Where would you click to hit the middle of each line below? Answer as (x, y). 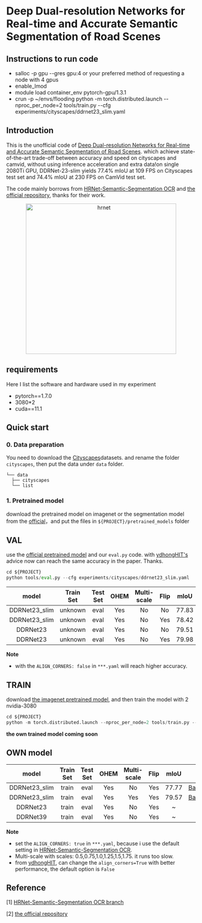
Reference (26, 888)
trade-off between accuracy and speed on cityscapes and (104, 158)
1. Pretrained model (35, 501)
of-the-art (19, 158)
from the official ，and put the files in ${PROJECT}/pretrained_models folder (98, 521)
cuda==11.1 (28, 409)
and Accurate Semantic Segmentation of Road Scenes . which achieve (93, 151)
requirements (32, 370)
